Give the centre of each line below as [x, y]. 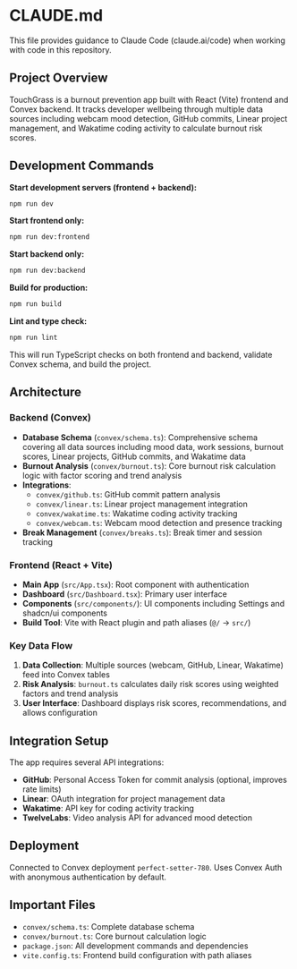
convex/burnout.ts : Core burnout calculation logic [115, 936]
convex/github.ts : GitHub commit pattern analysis [128, 494]
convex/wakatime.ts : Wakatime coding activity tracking [136, 513]
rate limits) [42, 789]
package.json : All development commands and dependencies [135, 946]
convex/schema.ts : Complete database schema [108, 926]
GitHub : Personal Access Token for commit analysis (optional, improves [155, 780]
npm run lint [34, 338]
